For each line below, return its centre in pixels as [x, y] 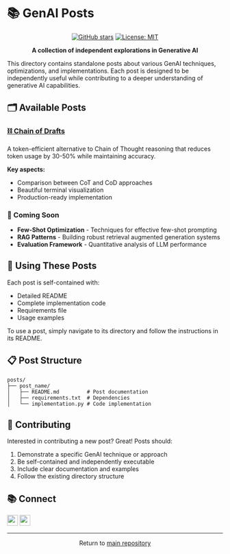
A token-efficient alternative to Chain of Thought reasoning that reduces [109, 149]
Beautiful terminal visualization [60, 190]
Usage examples [41, 317]
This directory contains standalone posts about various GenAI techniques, [112, 63]
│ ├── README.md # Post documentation [78, 392]
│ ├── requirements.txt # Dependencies [68, 398]
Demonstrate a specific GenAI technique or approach [92, 455]
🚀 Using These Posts [52, 266]
